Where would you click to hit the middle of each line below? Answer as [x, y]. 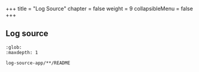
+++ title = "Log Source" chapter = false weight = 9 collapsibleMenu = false [99, 9]
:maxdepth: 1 [22, 52]
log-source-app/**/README [38, 63]
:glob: [14, 47]
